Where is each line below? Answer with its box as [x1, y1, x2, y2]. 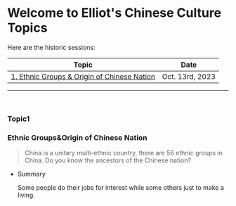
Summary [17, 170, 46, 179]
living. [17, 191, 35, 200]
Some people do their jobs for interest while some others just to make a [17, 184, 225, 192]
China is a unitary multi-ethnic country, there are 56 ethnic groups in [24, 149, 223, 157]
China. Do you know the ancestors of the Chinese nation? [24, 156, 192, 165]
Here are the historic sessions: [7, 43, 96, 51]
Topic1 [7, 114, 30, 124]
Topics [7, 20, 48, 36]
